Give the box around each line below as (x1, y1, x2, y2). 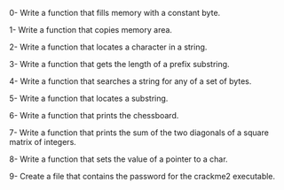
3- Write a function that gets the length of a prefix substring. (9, 59, 230, 69)
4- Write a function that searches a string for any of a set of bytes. (9, 76, 252, 87)
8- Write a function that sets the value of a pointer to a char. (9, 154, 228, 164)
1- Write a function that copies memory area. (9, 25, 173, 34)
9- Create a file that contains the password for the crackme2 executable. (9, 171, 276, 181)
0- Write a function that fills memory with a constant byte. (9, 8, 221, 18)
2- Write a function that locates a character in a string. (9, 42, 208, 52)
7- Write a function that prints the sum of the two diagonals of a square (9, 127, 269, 138)
